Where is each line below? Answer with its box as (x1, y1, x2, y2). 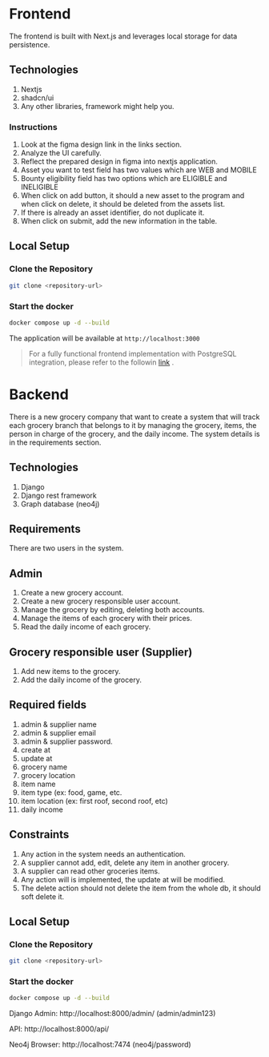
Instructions (9, 121, 58, 132)
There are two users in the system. (9, 543, 124, 553)
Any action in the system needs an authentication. (20, 849, 187, 858)
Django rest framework (20, 490, 97, 500)
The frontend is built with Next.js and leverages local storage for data (9, 31, 238, 41)
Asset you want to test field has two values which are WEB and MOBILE (20, 165, 257, 175)
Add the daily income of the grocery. (20, 675, 143, 684)
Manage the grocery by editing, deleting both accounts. (20, 605, 205, 615)
